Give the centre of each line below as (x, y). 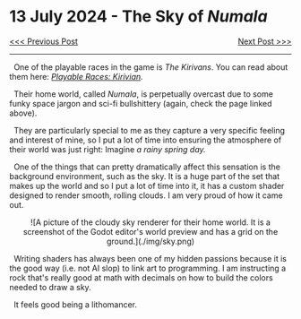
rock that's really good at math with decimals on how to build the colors (141, 277)
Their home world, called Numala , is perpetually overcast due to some (143, 94)
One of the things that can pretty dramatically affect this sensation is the (146, 167)
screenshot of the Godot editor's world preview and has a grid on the (150, 231)
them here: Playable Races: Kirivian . (76, 76)
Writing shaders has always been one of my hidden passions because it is (150, 258)
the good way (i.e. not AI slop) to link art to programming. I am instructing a (148, 268)
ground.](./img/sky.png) (150, 241)
